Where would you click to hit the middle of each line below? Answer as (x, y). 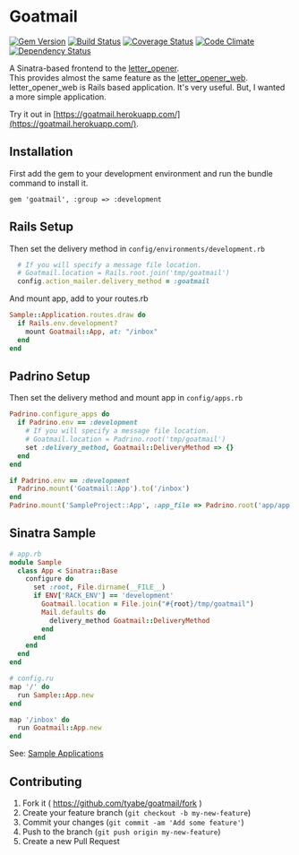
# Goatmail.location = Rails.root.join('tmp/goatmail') (124, 273)
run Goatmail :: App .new (60, 728)
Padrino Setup (50, 376)
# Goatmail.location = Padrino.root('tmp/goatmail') (126, 439)
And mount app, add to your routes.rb (79, 298)
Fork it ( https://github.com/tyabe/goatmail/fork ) (112, 803)
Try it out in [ (33, 114)
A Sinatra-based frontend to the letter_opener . (94, 68)
